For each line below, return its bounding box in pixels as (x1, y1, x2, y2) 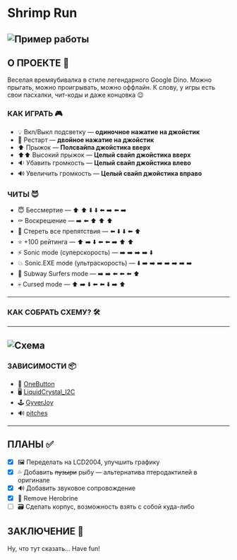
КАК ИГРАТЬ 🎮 (7, 109, 63, 119)
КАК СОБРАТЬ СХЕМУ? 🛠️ (7, 307, 101, 317)
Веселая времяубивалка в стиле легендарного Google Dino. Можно (7, 76, 212, 84)
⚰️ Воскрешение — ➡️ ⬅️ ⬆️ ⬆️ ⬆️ (17, 216, 114, 225)
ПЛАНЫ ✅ (7, 439, 54, 451)
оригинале (17, 475, 50, 484)
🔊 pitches (17, 408, 48, 417)
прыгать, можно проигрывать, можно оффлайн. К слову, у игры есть (7, 83, 216, 92)
